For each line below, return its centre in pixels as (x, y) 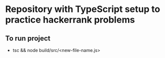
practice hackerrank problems (70, 20)
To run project (28, 38)
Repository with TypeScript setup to (83, 9)
